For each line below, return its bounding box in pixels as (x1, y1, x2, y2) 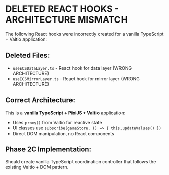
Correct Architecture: (5, 96, 76, 105)
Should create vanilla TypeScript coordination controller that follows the (5, 159, 156, 165)
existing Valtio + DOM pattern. (5, 164, 69, 170)
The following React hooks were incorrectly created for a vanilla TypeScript (5, 31, 164, 37)
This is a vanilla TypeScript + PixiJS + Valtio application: (5, 110, 126, 116)
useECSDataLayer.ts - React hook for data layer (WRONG (12, 64, 132, 71)
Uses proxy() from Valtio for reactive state (12, 119, 102, 125)
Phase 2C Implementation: (5, 145, 92, 154)
